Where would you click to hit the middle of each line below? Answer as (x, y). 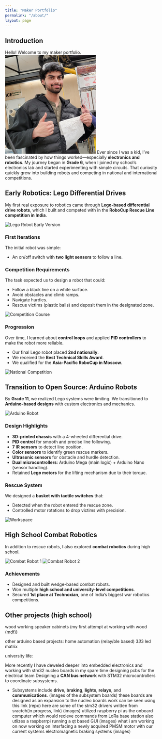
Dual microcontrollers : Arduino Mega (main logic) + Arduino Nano (78, 462)
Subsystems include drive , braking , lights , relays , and (66, 690)
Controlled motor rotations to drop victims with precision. (69, 510)
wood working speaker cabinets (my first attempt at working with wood (76, 626)
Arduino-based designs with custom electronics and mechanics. (70, 404)
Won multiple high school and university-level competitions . (74, 590)
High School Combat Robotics (51, 535)
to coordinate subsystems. (31, 681)
